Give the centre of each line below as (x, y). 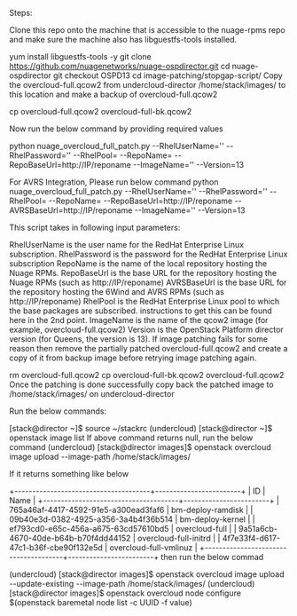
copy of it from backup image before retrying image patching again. (133, 358)
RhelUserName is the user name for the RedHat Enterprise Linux (127, 245)
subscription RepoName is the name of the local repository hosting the (138, 264)
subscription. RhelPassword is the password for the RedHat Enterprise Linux (148, 254)
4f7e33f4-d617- (251, 538)
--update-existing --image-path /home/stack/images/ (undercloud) (132, 584)
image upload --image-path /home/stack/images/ (100, 457)
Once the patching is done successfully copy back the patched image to (141, 384)
